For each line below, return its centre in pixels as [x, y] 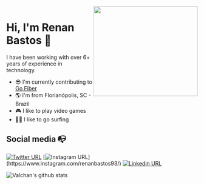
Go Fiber [26, 88]
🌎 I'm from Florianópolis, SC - [53, 95]
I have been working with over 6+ [48, 57]
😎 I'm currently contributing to [54, 82]
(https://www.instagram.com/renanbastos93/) [64, 163]
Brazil [22, 104]
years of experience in [34, 64]
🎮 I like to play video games [50, 110]
